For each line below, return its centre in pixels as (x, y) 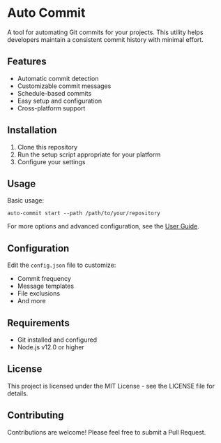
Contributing (36, 415)
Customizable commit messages (64, 86)
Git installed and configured (57, 340)
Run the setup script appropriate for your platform (89, 154)
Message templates (46, 286)
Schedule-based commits (54, 93)
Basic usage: (26, 201)
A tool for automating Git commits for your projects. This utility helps (105, 32)
